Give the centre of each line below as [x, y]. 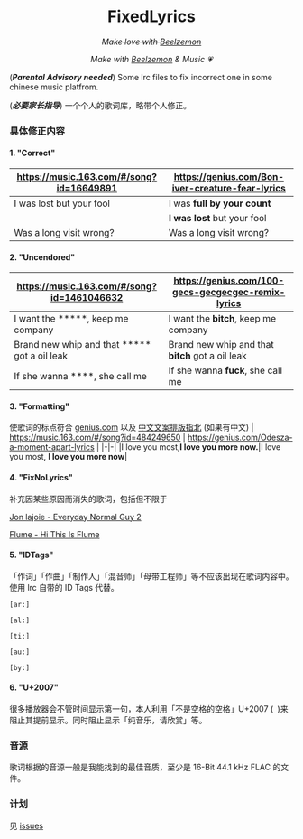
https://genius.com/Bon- [229, 177]
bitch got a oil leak [208, 356]
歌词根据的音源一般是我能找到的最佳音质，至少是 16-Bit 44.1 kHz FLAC [140, 767]
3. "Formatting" [40, 406]
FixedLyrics [151, 17]
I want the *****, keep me [71, 319]
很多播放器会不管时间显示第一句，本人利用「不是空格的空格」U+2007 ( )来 [149, 709]
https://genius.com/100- [229, 281]
